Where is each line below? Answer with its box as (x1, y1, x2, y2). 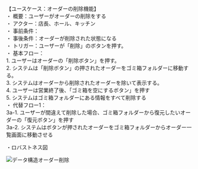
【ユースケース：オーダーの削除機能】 (6, 5, 100, 12)
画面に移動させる (11, 131, 53, 138)
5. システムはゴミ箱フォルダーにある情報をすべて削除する (6, 94, 146, 101)
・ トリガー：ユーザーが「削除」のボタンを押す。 (6, 42, 127, 49)
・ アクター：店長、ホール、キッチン (6, 20, 96, 27)
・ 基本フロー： (6, 50, 44, 56)
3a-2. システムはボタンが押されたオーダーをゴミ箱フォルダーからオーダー (6, 124, 187, 130)
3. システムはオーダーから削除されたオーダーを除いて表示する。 (6, 79, 163, 86)
